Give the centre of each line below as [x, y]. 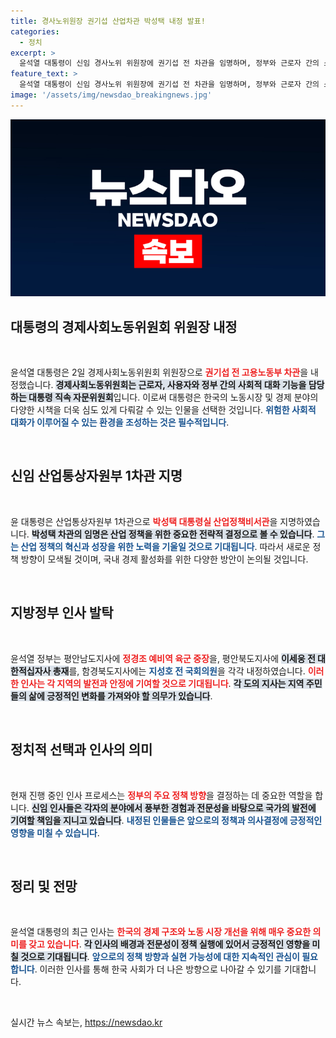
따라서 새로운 [285, 546]
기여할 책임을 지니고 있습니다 [66, 820]
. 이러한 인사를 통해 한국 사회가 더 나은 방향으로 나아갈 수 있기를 [158, 969]
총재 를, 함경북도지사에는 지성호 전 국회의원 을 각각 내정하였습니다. [179, 671]
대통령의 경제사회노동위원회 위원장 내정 [124, 326]
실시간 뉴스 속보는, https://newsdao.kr [86, 1022]
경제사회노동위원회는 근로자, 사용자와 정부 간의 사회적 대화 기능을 [181, 385]
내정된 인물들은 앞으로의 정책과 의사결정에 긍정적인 [224, 820]
